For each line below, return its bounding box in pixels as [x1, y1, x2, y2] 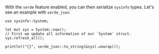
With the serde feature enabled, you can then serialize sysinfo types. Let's [5, 4, 154, 10]
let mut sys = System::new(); [5, 27, 67, 32]
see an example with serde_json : [5, 9, 71, 15]
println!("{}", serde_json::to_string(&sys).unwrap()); [5, 44, 121, 49]
